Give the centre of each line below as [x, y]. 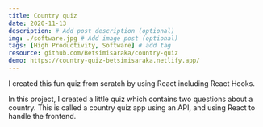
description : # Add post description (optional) [92, 31]
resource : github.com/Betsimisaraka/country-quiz [94, 53]
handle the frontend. [42, 116]
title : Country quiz [43, 16]
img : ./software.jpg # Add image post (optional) [94, 38]
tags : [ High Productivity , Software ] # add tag [90, 46]
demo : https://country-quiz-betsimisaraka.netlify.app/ [104, 61]
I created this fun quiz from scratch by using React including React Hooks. [132, 83]
